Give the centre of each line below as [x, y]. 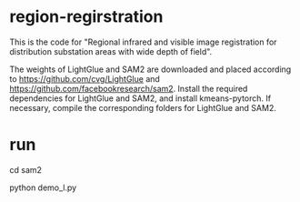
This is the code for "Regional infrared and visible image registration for [143, 42]
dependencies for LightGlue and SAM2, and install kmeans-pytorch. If [140, 98]
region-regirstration [86, 17]
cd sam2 [26, 169]
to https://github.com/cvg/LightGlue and [85, 78]
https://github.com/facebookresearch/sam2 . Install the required [129, 88]
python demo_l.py [43, 187]
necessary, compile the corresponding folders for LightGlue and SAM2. [143, 107]
